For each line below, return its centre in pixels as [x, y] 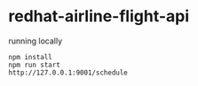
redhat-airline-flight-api [99, 16]
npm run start [35, 65]
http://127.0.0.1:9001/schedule [68, 73]
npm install [30, 57]
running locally [36, 41]
